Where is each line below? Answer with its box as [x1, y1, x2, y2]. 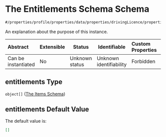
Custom [131, 40, 151, 47]
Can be [7, 55, 25, 62]
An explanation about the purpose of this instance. [5, 29, 108, 34]
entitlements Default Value [5, 105, 89, 114]
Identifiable [98, 43, 126, 50]
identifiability [96, 61, 127, 68]
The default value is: [5, 118, 47, 124]
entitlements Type [5, 78, 63, 86]
